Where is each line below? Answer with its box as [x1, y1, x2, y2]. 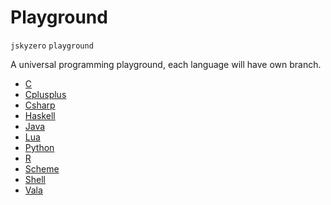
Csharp [24, 99, 56, 111]
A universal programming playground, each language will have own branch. [10, 58, 322, 70]
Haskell [24, 109, 56, 121]
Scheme [24, 162, 60, 175]
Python [24, 141, 55, 153]
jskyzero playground [10, 41, 94, 51]
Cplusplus [24, 88, 67, 100]
